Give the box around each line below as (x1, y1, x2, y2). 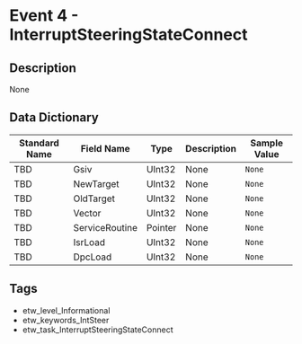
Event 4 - (9, 5, 79, 26)
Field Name (80, 142, 130, 154)
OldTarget (73, 192, 115, 205)
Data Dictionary (9, 110, 99, 126)
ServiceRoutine (73, 221, 138, 234)
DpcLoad (73, 251, 112, 263)
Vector (73, 207, 102, 219)
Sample (250, 137, 284, 149)
